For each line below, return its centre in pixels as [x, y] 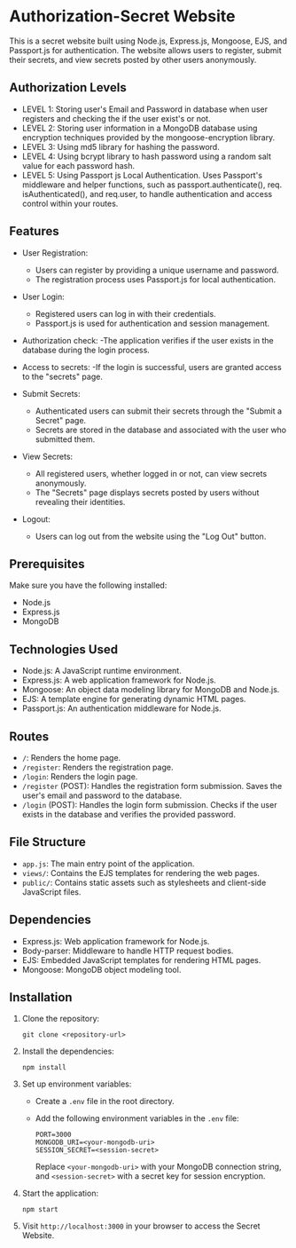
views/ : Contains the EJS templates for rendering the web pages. [140, 873]
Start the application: [60, 1193]
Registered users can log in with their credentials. [125, 313]
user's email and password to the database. [102, 795]
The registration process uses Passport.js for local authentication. [156, 279]
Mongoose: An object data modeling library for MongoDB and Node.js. [151, 690]
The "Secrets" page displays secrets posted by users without [147, 492]
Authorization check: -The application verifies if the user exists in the [148, 340]
